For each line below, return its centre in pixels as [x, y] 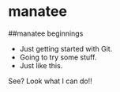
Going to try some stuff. [58, 57]
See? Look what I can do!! [50, 81]
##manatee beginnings [46, 33]
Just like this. [41, 65]
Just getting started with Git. [66, 48]
